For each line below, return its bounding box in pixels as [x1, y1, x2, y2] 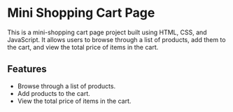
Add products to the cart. [17, 89, 90, 97]
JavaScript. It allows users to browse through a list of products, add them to [7, 35, 226, 43]
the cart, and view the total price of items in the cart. [7, 43, 159, 51]
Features [7, 63, 47, 75]
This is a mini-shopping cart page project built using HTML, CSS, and [7, 28, 208, 36]
